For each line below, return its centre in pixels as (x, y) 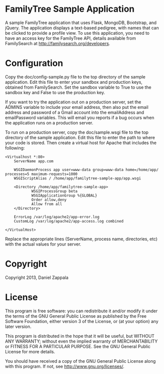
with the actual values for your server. (43, 244)
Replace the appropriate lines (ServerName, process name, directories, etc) (81, 239)
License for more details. (30, 351)
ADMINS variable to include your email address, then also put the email (77, 107)
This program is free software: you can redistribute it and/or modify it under (81, 311)
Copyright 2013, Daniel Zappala (37, 277)
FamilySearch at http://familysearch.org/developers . (58, 43)
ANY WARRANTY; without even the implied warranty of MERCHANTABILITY (82, 341)
